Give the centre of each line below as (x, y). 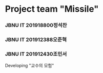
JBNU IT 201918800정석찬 (36, 25)
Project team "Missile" (52, 9)
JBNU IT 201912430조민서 (36, 54)
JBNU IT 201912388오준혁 (36, 40)
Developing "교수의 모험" (30, 66)
